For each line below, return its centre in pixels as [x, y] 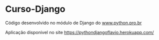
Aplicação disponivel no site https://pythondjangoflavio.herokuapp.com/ [79, 32]
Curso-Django [35, 9]
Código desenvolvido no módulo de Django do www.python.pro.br [73, 23]
